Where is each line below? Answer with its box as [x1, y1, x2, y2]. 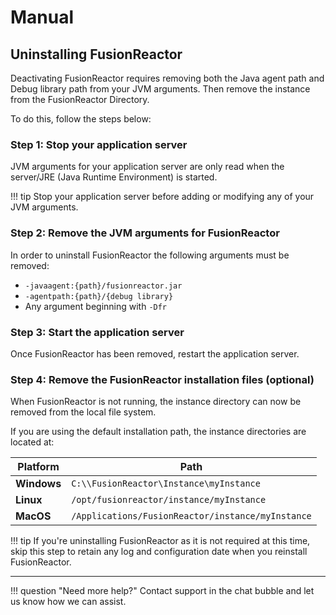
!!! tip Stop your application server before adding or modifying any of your [10, 191, 315, 203]
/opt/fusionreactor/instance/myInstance [71, 494, 267, 506]
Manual [10, 6, 75, 29]
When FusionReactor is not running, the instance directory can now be [10, 396, 302, 408]
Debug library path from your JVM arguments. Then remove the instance [10, 83, 311, 95]
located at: [10, 436, 55, 448]
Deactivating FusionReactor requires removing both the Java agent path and [10, 72, 325, 84]
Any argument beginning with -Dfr [24, 300, 168, 312]
